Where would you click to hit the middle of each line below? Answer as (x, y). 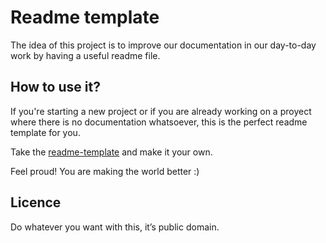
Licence (36, 202)
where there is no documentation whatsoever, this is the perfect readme (159, 122)
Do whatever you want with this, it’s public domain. (115, 227)
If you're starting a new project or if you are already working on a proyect (161, 111)
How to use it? (55, 87)
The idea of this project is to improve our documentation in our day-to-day (163, 45)
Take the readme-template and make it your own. (111, 152)
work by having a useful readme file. (85, 55)
